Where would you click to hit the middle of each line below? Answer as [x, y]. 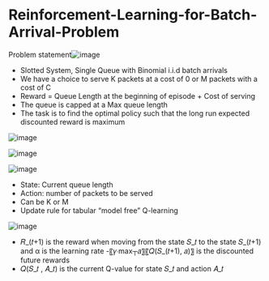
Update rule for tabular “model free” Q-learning [99, 210]
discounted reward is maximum [73, 121]
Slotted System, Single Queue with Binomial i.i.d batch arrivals [124, 70]
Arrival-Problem [64, 32]
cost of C [35, 87]
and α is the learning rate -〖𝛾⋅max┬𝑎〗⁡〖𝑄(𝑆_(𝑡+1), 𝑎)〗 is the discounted [137, 251]
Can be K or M [44, 202]
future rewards [45, 260]
